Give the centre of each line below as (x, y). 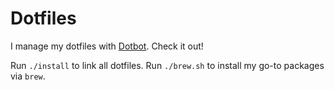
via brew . (28, 76)
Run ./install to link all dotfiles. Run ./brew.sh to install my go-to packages (167, 65)
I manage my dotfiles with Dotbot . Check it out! (107, 46)
